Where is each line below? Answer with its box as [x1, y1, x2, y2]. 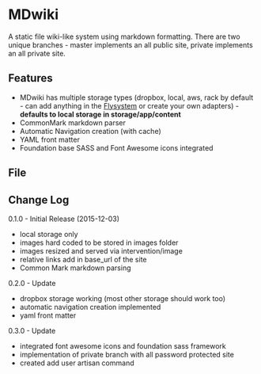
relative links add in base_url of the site [19, 254, 147, 264]
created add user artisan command [19, 358, 134, 368]
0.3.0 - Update [8, 326, 56, 335]
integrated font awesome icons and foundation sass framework [19, 341, 227, 350]
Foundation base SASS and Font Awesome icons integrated [19, 143, 214, 152]
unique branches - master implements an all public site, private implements [8, 40, 253, 49]
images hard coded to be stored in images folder [19, 238, 179, 247]
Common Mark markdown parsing [19, 263, 132, 273]
